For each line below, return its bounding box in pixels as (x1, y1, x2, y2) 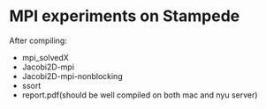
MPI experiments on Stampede (9, 6, 240, 26)
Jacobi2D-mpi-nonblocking (21, 70, 123, 81)
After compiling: (9, 35, 68, 46)
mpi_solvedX (21, 52, 69, 62)
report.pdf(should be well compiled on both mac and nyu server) (21, 90, 258, 100)
